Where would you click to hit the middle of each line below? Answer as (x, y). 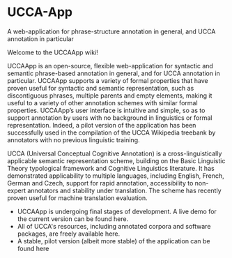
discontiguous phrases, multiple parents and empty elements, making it (110, 96)
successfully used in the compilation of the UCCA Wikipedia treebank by (111, 132)
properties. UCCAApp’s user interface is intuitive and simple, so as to (106, 110)
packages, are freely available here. (69, 234)
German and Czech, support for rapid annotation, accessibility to (100, 183)
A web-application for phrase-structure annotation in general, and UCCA (111, 31)
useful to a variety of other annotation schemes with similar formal (102, 103)
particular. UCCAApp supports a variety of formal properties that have (108, 80)
